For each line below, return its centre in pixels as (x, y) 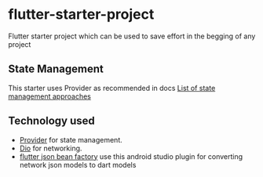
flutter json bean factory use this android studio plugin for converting (131, 156)
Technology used (52, 121)
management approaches (50, 96)
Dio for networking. (51, 148)
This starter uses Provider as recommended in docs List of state (112, 88)
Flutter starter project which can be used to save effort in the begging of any (132, 36)
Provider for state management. (71, 139)
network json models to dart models (78, 164)
